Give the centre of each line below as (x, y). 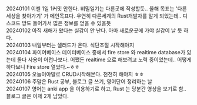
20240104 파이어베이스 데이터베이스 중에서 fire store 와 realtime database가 (96, 52)
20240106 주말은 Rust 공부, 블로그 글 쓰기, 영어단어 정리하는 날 (79, 81)
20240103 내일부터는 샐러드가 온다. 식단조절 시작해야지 (70, 45)
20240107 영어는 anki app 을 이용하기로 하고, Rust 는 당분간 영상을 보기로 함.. (96, 89)
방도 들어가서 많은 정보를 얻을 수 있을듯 (66, 23)
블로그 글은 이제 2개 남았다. (38, 96)
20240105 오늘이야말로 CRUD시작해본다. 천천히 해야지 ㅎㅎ (75, 74)
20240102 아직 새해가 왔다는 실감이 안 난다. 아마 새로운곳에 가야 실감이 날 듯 (94, 30)
